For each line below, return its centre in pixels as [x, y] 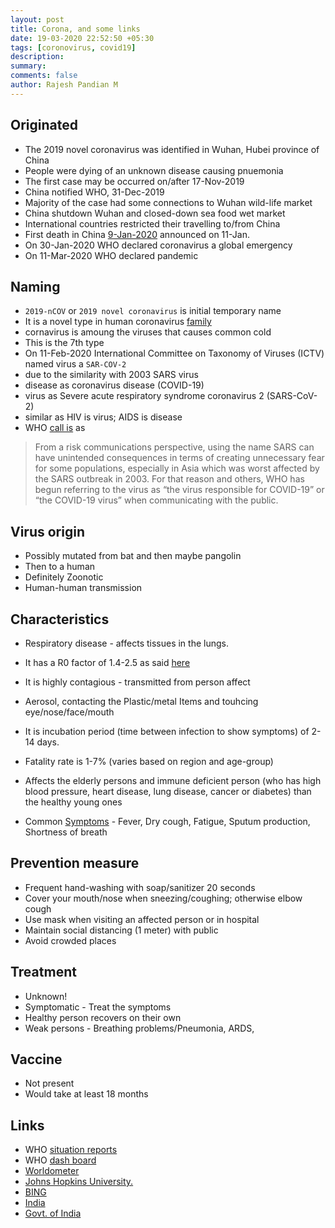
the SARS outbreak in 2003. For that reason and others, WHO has [169, 479]
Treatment [43, 972]
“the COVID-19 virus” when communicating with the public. [156, 500]
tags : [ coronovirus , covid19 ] [73, 47]
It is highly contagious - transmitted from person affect [137, 682]
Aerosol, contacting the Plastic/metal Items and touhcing [141, 701]
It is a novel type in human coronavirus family [118, 322]
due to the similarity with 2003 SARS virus [111, 375]
